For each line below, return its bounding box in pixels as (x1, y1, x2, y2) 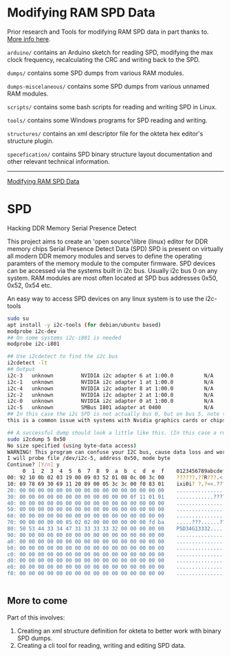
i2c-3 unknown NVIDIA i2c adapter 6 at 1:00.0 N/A (7, 372, 214, 379)
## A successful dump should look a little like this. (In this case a (7, 429, 217, 436)
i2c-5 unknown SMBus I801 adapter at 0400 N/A (7, 404, 214, 411)
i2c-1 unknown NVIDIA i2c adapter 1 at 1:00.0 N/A (7, 378, 214, 386)
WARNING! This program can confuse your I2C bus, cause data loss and (7, 448, 214, 455)
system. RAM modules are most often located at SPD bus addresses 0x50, (7, 274, 218, 282)
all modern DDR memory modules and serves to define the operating (7, 252, 202, 260)
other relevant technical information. (7, 157, 110, 166)
